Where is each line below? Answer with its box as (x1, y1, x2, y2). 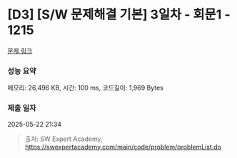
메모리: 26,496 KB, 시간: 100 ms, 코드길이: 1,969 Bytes (7, 83, 164, 93)
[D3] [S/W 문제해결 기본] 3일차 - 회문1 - (7, 6, 231, 23)
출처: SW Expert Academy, (24, 135, 103, 143)
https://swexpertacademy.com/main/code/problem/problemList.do (24, 142, 222, 151)
